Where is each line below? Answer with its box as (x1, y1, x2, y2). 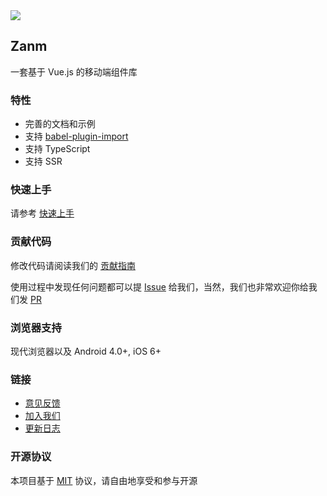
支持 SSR (24, 155, 63, 168)
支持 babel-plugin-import (24, 130, 129, 143)
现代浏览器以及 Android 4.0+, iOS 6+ (10, 345, 162, 357)
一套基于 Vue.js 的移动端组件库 (10, 65, 138, 78)
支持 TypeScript (24, 143, 91, 155)
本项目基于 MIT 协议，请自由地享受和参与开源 (10, 474, 198, 486)
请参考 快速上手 (10, 207, 75, 219)
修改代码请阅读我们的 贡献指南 (10, 259, 136, 271)
